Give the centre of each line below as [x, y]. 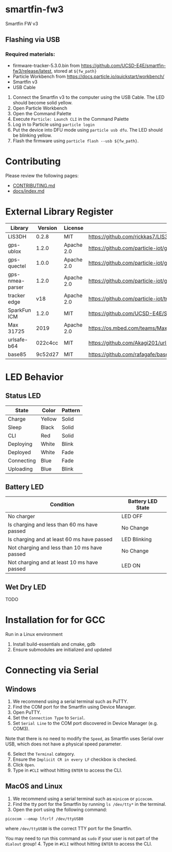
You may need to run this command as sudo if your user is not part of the [82, 838]
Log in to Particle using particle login [53, 124]
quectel [17, 266]
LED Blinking [136, 540]
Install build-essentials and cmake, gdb [54, 644]
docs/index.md [28, 191]
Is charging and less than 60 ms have [53, 525]
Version [47, 228]
